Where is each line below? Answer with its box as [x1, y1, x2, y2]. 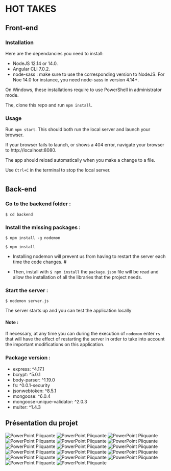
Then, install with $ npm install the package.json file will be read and [12, 268, 159, 274]
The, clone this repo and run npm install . [5, 102, 93, 108]
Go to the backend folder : [5, 200, 71, 207]
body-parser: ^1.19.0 [12, 377, 55, 383]
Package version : [5, 354, 51, 361]
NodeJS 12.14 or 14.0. [12, 60, 58, 67]
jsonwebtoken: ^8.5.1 [12, 388, 57, 394]
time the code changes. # [12, 259, 67, 265]
